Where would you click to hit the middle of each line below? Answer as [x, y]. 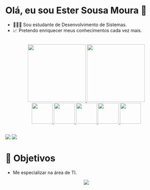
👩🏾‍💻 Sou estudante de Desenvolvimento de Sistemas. [70, 25]
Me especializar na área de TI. [45, 172]
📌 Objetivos [30, 158]
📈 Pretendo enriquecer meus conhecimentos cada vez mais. [77, 30]
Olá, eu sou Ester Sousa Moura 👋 [76, 10]
